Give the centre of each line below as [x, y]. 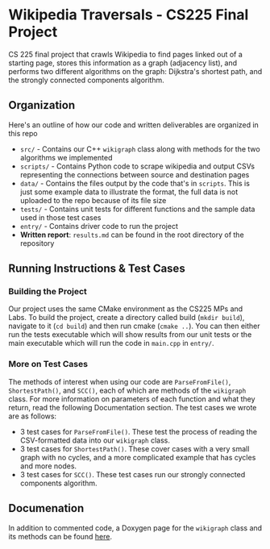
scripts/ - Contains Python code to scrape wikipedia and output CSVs [137, 166]
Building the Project [48, 292]
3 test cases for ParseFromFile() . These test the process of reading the [139, 431]
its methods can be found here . [60, 536]
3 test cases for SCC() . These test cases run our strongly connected [133, 474]
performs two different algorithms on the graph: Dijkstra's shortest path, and [135, 71]
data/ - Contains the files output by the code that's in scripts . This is [135, 183]
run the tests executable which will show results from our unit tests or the [130, 335]
